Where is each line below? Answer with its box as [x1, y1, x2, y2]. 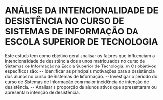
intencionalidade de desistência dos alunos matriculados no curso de [5, 58, 145, 64]
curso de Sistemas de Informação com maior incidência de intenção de [5, 79, 149, 85]
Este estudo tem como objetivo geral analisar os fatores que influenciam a [5, 52, 155, 59]
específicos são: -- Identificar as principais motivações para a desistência [5, 68, 155, 74]
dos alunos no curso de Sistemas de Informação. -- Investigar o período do [5, 73, 158, 79]
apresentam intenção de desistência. [5, 89, 80, 95]
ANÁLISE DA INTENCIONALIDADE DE [5, 5, 159, 16]
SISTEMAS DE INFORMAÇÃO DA [5, 26, 139, 37]
